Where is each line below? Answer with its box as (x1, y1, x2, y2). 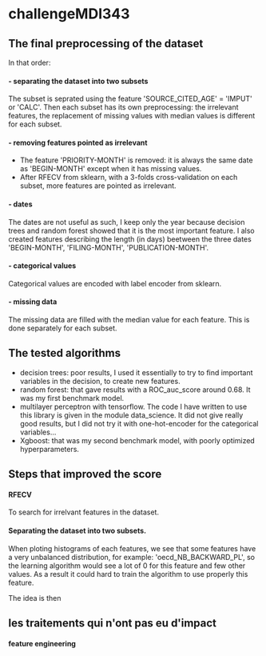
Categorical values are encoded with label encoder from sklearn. (8, 278, 222, 288)
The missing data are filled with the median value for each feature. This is (8, 315, 250, 325)
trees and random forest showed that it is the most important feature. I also (8, 226, 255, 235)
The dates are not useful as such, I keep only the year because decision (8, 217, 245, 226)
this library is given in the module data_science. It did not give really (19, 410, 244, 420)
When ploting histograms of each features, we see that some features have (8, 543, 256, 553)
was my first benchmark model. (19, 393, 125, 402)
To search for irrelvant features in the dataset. (8, 507, 160, 517)
